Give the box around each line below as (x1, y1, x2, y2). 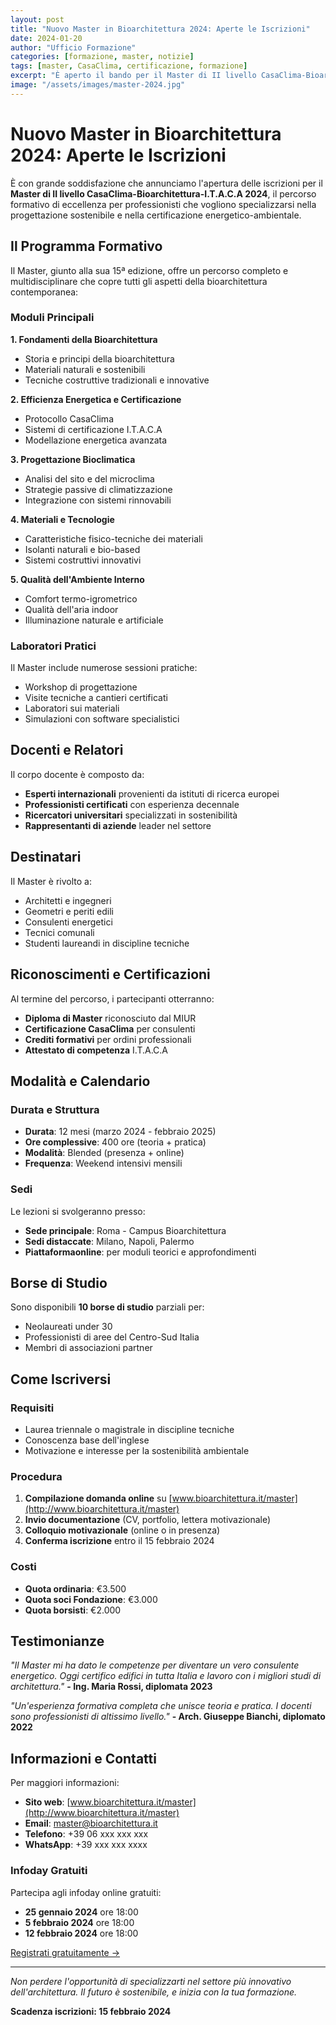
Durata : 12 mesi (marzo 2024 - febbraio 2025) (24, 1126, 217, 1138)
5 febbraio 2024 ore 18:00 (24, 1916, 135, 1928)
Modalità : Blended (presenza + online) (24, 1147, 185, 1159)
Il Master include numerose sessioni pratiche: (10, 662, 198, 674)
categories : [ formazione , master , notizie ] (10, 52, 195, 62)
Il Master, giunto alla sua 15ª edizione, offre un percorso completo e (10, 264, 289, 276)
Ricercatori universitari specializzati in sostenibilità (24, 809, 238, 821)
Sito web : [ (24, 1796, 71, 1808)
